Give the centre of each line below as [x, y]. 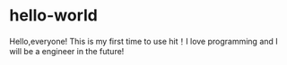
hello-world [54, 16]
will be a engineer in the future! [67, 51]
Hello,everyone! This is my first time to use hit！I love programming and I [143, 41]
